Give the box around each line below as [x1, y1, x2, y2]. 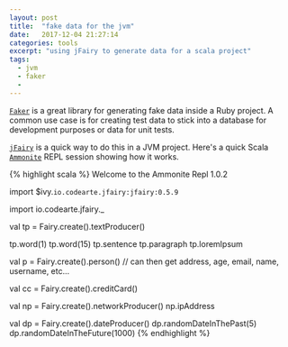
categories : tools [9, 38, 78, 48]
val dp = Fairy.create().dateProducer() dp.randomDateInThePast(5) [9, 317, 257, 329]
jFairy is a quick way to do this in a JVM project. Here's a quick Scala [9, 142, 269, 152]
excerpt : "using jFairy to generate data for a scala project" [9, 47, 252, 56]
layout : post [9, 13, 58, 23]
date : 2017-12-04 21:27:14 [9, 30, 119, 39]
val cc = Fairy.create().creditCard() [9, 283, 138, 294]
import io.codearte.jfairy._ [9, 204, 105, 215]
